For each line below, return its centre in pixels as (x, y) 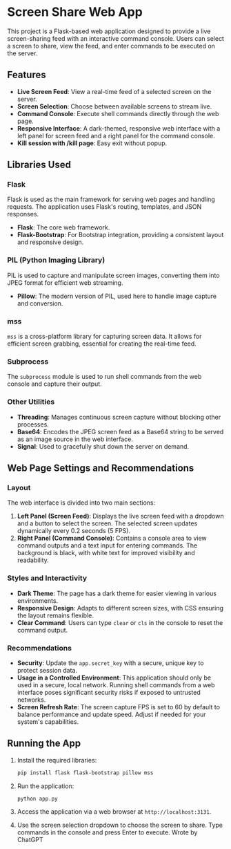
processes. (33, 424)
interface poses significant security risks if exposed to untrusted (109, 692)
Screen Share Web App (75, 12)
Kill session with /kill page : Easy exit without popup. (92, 143)
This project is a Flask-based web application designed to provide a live (109, 31)
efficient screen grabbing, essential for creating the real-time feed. (102, 344)
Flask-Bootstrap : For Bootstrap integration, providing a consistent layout (120, 235)
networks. (31, 700)
